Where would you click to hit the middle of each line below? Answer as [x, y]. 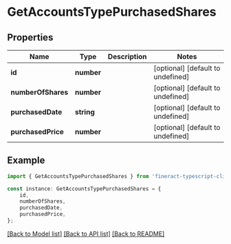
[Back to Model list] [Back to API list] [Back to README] [86, 234]
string [85, 112]
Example [26, 160]
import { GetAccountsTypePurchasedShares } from [78, 176]
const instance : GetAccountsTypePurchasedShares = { [84, 189]
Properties [30, 37]
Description [127, 57]
